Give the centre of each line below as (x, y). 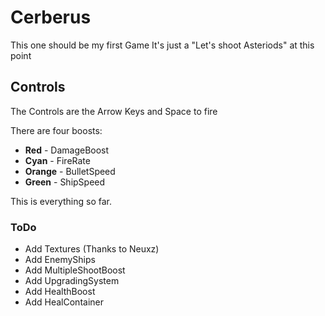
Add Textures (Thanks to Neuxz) (92, 249)
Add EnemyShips (60, 260)
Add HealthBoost (60, 292)
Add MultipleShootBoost (75, 270)
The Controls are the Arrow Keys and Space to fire (114, 111)
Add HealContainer (64, 302)
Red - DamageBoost (67, 150)
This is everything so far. (61, 201)
